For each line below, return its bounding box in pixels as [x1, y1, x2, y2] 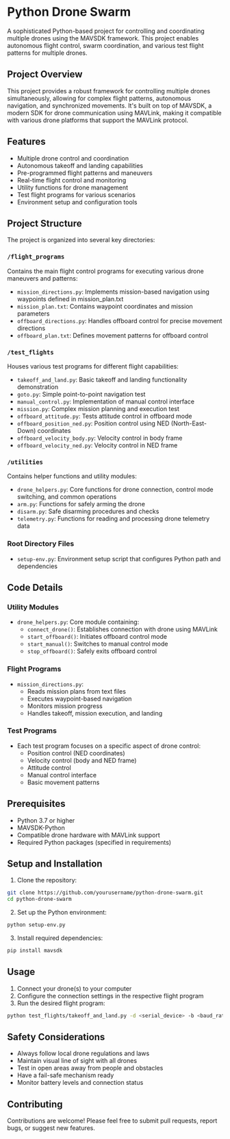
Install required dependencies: [16, 934, 103, 942]
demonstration [16, 382, 59, 391]
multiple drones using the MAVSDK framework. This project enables [7, 34, 199, 42]
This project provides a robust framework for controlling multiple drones [7, 86, 211, 95]
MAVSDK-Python [16, 823, 65, 832]
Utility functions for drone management [16, 183, 129, 191]
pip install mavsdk [7, 948, 63, 954]
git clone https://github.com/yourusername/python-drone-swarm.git [7, 889, 204, 896]
